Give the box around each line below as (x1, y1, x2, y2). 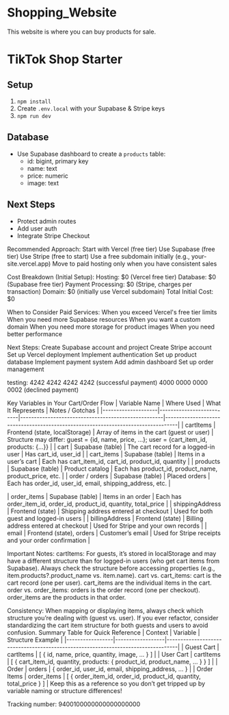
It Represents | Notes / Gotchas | (7, 406, 99, 414)
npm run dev (16, 113, 51, 119)
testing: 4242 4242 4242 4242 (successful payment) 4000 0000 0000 (7, 378, 208, 386)
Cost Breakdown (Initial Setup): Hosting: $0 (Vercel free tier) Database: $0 (7, 272, 217, 281)
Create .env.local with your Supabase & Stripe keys (16, 104, 165, 113)
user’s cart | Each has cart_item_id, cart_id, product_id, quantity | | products (7, 457, 221, 465)
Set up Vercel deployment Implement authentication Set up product (7, 350, 197, 358)
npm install (16, 98, 51, 105)
